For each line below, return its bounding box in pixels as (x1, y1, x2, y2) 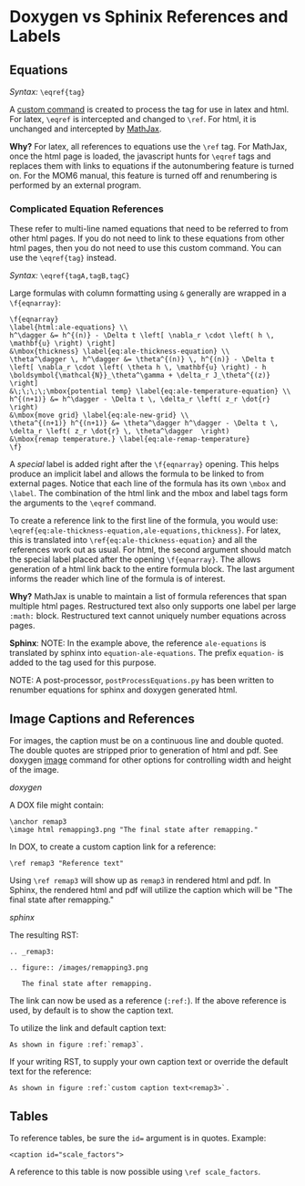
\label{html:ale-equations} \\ (9, 323, 128, 332)
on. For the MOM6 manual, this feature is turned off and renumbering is (9, 171, 278, 181)
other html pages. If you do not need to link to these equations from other (9, 233, 285, 244)
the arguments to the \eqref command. (9, 497, 157, 508)
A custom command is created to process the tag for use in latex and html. (9, 104, 290, 115)
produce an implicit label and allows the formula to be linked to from (9, 468, 265, 480)
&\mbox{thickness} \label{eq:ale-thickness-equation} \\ (9, 347, 230, 357)
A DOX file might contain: (9, 800, 105, 811)
